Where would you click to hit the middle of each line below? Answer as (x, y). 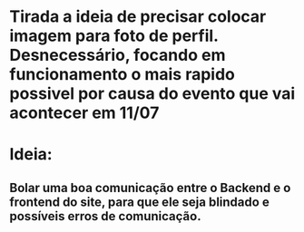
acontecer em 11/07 (84, 113)
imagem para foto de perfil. (114, 36)
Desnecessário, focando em (118, 55)
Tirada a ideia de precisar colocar (138, 17)
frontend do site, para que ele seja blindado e (139, 202)
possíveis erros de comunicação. (105, 216)
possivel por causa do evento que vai (152, 94)
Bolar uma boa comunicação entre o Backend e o (150, 188)
